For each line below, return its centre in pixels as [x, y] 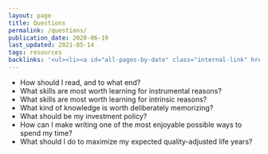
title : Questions [37, 23]
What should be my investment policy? [83, 116]
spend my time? [46, 133]
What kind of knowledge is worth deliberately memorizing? [116, 107]
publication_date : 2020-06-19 [59, 38]
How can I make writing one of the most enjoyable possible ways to [131, 125]
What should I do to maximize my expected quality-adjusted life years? [136, 141]
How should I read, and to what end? [80, 82]
